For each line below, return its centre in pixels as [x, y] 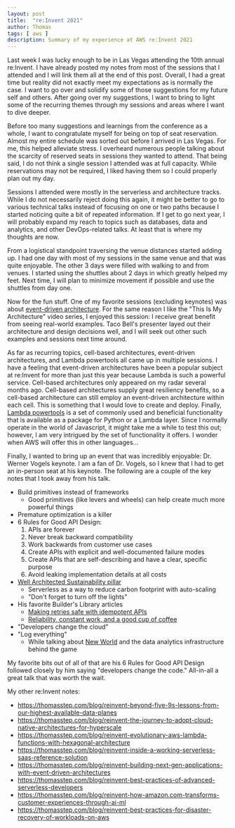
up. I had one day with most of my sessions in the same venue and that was [117, 258]
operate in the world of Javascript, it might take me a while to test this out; [115, 427]
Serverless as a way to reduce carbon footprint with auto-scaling [122, 589]
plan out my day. [31, 178]
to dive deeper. [29, 113]
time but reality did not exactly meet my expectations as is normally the [110, 82]
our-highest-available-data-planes [67, 713]
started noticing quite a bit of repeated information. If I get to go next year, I [116, 215]
